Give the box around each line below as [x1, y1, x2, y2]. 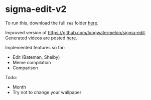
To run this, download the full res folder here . [5, 20, 99, 26]
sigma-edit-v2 [5, 3, 67, 15]
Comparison [12, 65, 39, 71]
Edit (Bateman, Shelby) [12, 54, 60, 60]
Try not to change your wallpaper [12, 89, 82, 95]
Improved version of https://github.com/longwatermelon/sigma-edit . [5, 29, 146, 35]
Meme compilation [12, 59, 51, 65]
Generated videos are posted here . [5, 35, 78, 41]
